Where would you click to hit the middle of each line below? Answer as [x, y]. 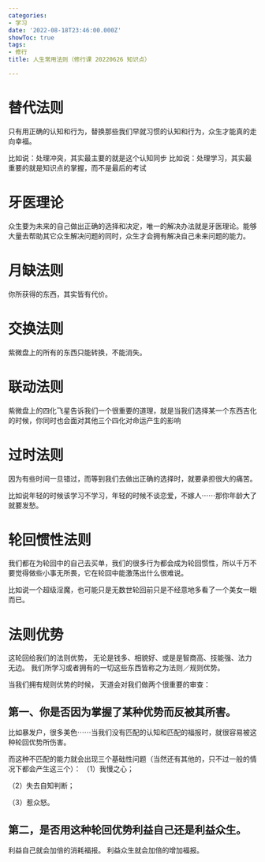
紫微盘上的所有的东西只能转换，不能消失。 [77, 352]
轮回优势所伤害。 [43, 742]
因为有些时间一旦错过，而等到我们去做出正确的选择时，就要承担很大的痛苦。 [132, 478]
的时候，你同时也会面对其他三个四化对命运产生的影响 [95, 420]
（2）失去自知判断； [41, 785]
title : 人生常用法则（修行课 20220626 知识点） [80, 60]
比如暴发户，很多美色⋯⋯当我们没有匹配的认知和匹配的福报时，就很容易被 [129, 733]
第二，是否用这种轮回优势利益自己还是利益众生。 [127, 830]
